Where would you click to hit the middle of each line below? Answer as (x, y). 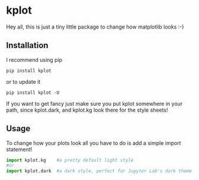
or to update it (23, 81)
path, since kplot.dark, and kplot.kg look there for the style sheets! (87, 110)
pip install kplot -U (33, 93)
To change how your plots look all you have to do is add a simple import (94, 143)
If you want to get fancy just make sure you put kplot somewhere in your (94, 103)
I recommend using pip (34, 59)
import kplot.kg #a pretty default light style (70, 160)
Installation (27, 45)
